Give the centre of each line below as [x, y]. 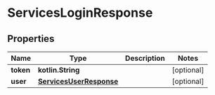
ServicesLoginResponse [80, 13]
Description [145, 58]
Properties [31, 39]
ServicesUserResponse [78, 81]
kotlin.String [59, 70]
